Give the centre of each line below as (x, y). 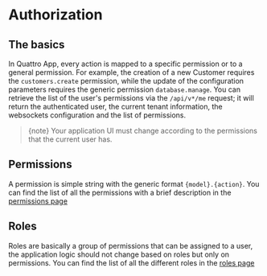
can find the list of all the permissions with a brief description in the (120, 192)
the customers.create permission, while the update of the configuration (126, 81)
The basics (37, 45)
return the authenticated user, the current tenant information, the (115, 107)
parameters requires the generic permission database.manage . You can (125, 89)
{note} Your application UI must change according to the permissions (142, 131)
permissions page (38, 201)
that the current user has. (70, 139)
